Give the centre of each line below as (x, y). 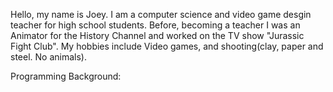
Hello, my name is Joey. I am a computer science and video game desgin (161, 14)
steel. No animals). (48, 57)
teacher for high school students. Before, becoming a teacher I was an (155, 25)
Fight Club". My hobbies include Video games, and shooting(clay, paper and (167, 46)
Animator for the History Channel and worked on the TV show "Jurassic (157, 35)
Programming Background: (66, 76)
